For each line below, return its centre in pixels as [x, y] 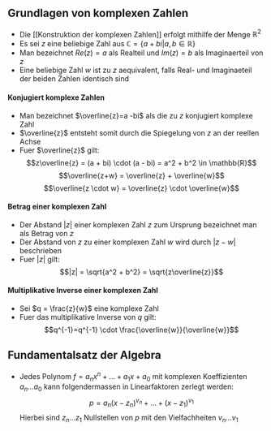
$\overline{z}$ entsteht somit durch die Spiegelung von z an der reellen [139, 132]
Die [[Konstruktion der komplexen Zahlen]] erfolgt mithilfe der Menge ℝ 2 [140, 33]
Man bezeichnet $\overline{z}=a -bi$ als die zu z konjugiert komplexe [136, 115]
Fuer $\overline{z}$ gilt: [59, 150]
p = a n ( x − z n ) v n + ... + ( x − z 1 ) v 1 [142, 403]
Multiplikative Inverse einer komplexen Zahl [83, 291]
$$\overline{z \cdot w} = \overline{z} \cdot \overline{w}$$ [142, 188]
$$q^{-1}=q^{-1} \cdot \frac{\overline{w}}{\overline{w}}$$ [142, 330]
